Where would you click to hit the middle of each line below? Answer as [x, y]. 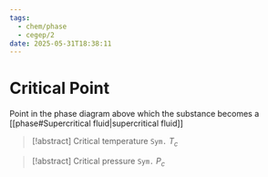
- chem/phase [42, 26]
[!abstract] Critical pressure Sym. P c [98, 162]
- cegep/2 [36, 35]
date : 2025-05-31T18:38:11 [61, 43]
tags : [20, 18]
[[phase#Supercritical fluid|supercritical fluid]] [97, 123]
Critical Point [60, 88]
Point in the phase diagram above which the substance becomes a [134, 114]
